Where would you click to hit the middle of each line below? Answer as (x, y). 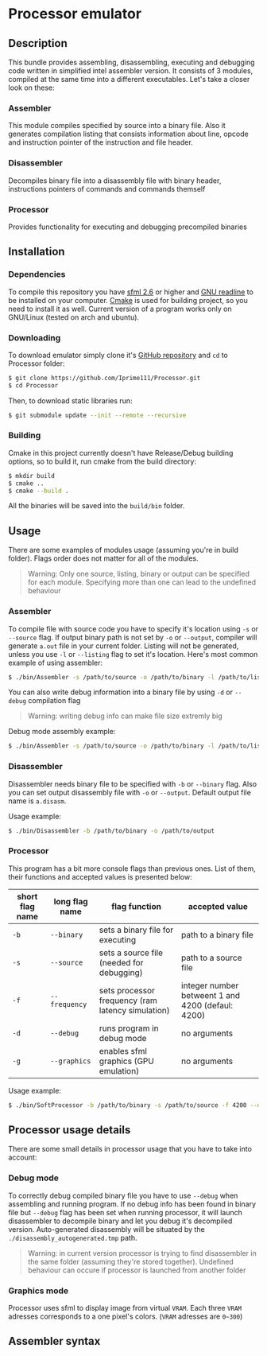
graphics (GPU (127, 1061)
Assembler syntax (54, 1341)
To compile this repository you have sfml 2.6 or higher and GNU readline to (131, 292)
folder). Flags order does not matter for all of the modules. (103, 558)
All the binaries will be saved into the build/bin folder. (97, 506)
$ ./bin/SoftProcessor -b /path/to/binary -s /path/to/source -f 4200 (128, 1105)
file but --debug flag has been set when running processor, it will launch (125, 1212)
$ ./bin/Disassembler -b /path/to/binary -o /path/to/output (112, 831)
